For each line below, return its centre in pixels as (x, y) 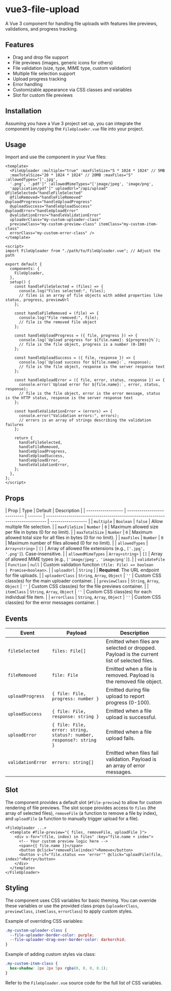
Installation (23, 111)
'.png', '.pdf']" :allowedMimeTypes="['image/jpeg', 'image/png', (82, 184)
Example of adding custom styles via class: (50, 954)
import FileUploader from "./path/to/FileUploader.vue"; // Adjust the (83, 251)
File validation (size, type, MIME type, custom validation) (72, 68)
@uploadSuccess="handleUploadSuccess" (51, 207)
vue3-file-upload (42, 9)
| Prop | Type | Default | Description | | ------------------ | (66, 511)
